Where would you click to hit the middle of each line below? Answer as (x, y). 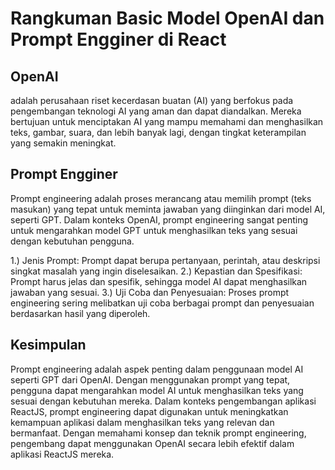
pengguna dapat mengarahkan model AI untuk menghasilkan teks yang (157, 390)
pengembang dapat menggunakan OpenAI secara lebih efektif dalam (152, 443)
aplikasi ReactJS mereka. (62, 454)
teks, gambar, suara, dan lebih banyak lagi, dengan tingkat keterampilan (158, 132)
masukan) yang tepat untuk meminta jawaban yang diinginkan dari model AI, (168, 209)
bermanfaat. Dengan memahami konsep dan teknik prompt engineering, (158, 433)
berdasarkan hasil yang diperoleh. (80, 313)
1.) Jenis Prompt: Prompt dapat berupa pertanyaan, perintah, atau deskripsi (165, 260)
